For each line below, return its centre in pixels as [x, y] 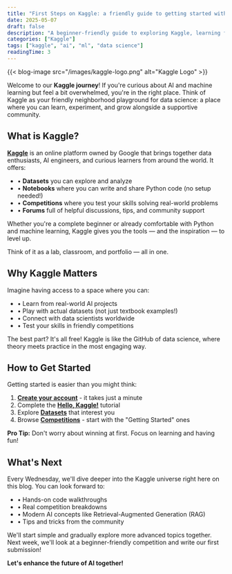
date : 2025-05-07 [32, 20]
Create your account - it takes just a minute [80, 398]
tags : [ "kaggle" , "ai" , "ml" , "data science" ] [75, 46]
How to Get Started [49, 368]
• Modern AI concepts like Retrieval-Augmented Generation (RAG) [111, 515]
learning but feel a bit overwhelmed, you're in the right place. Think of [106, 92]
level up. [19, 238]
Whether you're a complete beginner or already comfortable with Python [110, 223]
